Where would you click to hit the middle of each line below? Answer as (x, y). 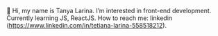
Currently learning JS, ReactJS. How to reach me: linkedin (90, 18)
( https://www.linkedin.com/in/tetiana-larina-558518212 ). (87, 25)
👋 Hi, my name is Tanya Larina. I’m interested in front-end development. (109, 11)
